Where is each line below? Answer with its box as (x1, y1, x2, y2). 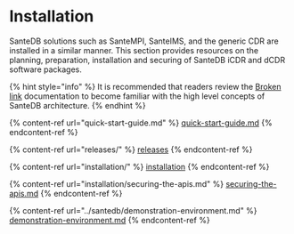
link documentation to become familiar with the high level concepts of (9, 91, 265, 101)
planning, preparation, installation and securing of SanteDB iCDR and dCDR (9, 54, 286, 65)
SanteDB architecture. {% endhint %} (9, 100, 146, 110)
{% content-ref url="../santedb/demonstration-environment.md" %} (9, 205, 257, 215)
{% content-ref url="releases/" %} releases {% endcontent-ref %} (9, 144, 253, 155)
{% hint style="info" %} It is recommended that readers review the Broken (9, 81, 282, 92)
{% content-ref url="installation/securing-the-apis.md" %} (9, 178, 225, 189)
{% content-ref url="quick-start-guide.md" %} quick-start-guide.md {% (9, 117, 274, 128)
